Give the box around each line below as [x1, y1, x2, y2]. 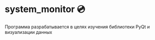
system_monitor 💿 [5, 4, 86, 15]
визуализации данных [5, 29, 53, 35]
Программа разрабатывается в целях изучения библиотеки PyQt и [5, 23, 150, 30]
